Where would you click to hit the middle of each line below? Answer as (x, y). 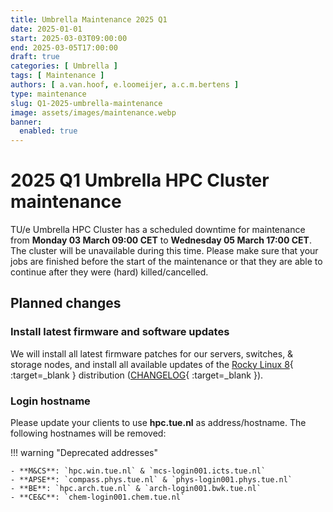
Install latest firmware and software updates (120, 332)
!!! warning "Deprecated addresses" (84, 453)
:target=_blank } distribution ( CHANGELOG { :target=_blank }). (137, 375)
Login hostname (50, 401)
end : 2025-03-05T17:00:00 (64, 47)
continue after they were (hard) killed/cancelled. (109, 272)
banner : (26, 122)
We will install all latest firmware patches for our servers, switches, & (152, 353)
